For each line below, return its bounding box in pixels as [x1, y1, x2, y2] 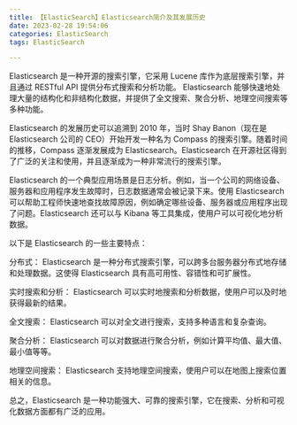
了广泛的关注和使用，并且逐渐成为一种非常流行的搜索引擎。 [9, 156, 226, 166]
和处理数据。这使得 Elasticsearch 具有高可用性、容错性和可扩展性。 [9, 267, 256, 279]
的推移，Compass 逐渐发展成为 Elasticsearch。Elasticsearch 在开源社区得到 [9, 145, 287, 156]
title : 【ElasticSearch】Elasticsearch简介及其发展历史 [9, 12, 206, 22]
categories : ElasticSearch [9, 29, 109, 38]
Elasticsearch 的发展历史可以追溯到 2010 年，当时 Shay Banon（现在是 [9, 123, 268, 134]
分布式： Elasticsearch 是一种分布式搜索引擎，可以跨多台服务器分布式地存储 [9, 257, 287, 267]
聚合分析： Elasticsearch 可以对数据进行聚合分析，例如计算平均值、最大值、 [9, 336, 287, 346]
